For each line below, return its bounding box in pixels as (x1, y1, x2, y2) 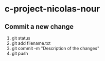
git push (11, 50, 28, 56)
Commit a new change (4, 23, 74, 31)
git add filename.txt (11, 40, 51, 46)
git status (11, 35, 31, 41)
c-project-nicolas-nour (4, 3, 100, 14)
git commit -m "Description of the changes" (11, 46, 100, 51)
